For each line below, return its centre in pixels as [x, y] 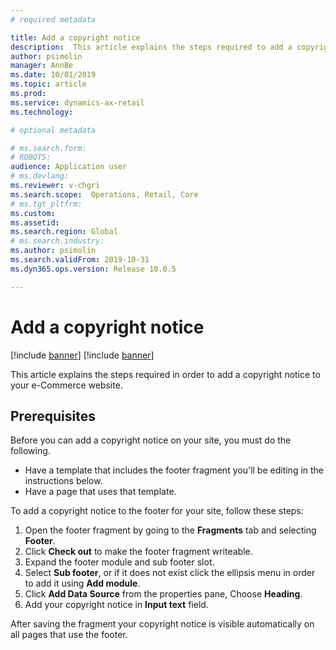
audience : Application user [69, 167]
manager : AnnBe [42, 66]
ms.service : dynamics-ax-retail [77, 102]
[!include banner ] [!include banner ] [82, 355]
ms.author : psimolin [53, 251]
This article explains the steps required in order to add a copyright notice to [165, 374]
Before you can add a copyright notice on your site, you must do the [151, 440]
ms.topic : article [48, 84]
